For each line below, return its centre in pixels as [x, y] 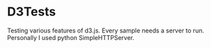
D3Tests [32, 12]
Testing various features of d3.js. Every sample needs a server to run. [106, 30]
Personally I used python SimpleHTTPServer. [71, 37]
